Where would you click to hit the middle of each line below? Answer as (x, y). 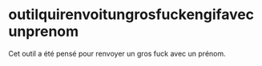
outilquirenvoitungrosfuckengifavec (131, 15)
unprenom (44, 31)
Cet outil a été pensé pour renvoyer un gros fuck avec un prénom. (117, 53)
